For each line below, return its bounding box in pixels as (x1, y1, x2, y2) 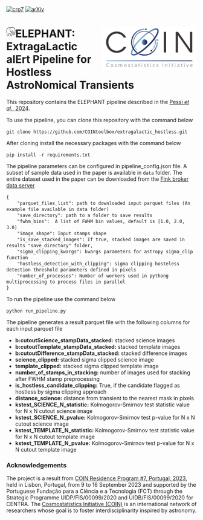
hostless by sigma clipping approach (14, 388, 107, 395)
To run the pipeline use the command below (6, 295, 116, 302)
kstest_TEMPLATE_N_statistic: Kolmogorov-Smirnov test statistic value (14, 426, 195, 434)
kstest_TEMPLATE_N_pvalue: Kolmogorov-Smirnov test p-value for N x (14, 439, 195, 447)
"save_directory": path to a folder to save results (17, 212, 153, 218)
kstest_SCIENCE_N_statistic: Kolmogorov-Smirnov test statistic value (14, 401, 190, 408)
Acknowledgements (6, 461, 67, 469)
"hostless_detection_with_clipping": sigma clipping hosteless (17, 261, 180, 267)
